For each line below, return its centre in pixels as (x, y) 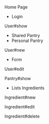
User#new (15, 50)
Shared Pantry (26, 35)
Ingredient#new (20, 97)
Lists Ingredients (28, 88)
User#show (16, 26)
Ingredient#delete (22, 116)
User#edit (14, 69)
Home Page (16, 7)
